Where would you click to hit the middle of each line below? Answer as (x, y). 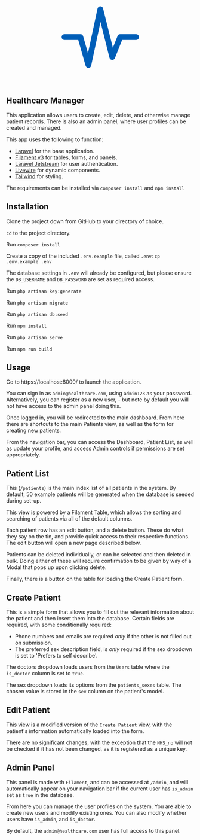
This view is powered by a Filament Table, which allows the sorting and (93, 512)
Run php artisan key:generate (44, 291)
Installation (27, 207)
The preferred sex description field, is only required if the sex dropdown (103, 649)
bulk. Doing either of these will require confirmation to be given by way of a (99, 561)
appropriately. (23, 455)
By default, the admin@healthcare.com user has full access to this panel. (93, 830)
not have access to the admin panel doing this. (64, 406)
